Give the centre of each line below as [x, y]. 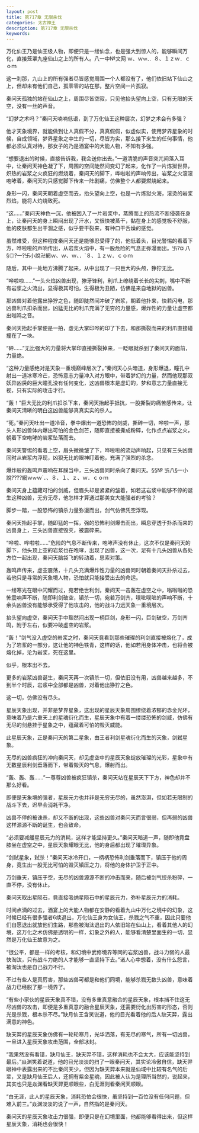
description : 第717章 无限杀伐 [42, 28]
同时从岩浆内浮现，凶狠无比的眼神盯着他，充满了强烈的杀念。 [81, 458]
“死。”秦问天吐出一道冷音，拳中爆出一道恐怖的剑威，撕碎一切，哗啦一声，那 [98, 423]
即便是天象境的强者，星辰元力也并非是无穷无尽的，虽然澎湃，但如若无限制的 [99, 798]
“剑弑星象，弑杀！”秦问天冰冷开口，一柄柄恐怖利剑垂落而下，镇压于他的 [94, 858]
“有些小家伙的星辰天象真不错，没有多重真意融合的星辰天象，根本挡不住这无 [98, 1000]
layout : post [22, 12]
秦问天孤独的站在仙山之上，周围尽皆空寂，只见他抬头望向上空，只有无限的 [97, 99]
